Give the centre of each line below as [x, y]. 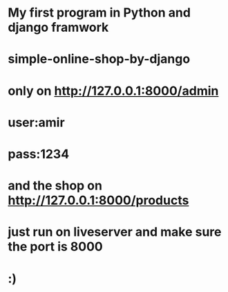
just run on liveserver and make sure [115, 232]
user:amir [36, 122]
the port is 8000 [55, 247]
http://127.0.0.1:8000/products [98, 200]
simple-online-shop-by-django [99, 59]
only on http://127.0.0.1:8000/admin [113, 91]
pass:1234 [39, 154]
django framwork [58, 27]
